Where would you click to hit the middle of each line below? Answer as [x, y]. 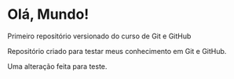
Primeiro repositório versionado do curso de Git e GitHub [99, 36]
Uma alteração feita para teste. [57, 66]
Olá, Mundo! [48, 14]
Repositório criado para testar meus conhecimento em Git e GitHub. [117, 51]
